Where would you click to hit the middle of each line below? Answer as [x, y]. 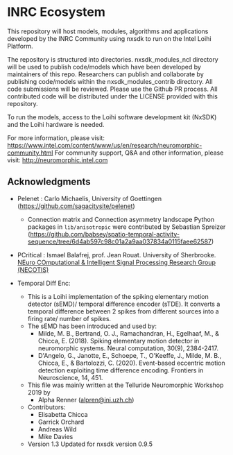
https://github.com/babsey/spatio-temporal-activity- [105, 234]
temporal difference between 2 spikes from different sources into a [123, 311]
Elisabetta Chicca [63, 414]
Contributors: [46, 407]
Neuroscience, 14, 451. [70, 377]
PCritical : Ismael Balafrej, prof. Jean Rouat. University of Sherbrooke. [116, 255]
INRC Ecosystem [57, 12]
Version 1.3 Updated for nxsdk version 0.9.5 [90, 444]
